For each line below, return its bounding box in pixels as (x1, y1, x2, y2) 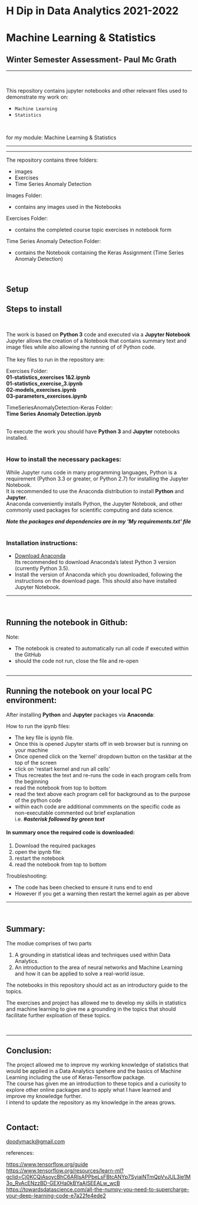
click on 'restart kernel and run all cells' (14, 765, 111, 772)
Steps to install (6, 304, 62, 314)
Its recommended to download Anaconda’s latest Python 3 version (14, 558, 176, 565)
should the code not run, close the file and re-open (14, 657, 139, 664)
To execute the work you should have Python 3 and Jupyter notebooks (6, 428, 180, 435)
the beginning (14, 778, 49, 785)
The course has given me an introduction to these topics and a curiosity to (6, 1080, 187, 1087)
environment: (6, 695, 57, 706)
